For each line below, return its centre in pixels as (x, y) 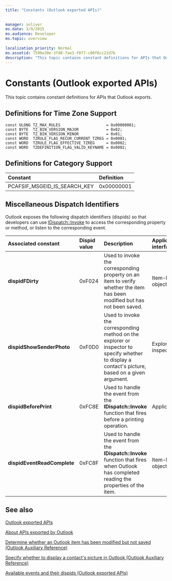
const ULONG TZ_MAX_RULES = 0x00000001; (71, 125)
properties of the (124, 485)
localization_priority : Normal (39, 48)
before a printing (124, 419)
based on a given (124, 372)
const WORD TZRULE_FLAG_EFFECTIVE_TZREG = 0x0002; (66, 143)
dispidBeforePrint (30, 406)
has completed (122, 472)
